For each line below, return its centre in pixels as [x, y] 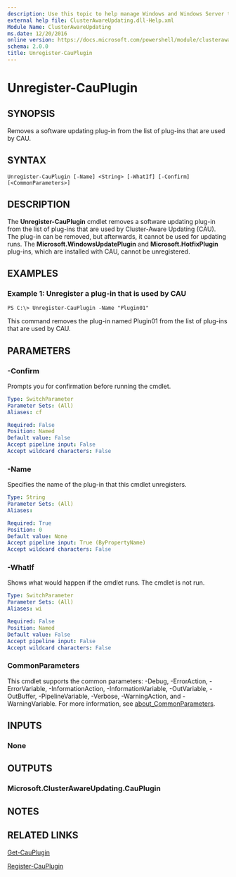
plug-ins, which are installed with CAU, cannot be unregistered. [99, 251]
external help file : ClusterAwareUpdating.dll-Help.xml [91, 20]
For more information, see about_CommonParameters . [137, 703]
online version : [31, 40]
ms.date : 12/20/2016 [38, 33]
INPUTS [25, 726]
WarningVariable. [32, 703]
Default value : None [38, 536]
